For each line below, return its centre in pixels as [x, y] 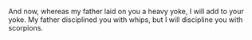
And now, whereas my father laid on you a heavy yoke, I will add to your [126, 11]
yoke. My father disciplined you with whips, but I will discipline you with [126, 20]
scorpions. [26, 28]
